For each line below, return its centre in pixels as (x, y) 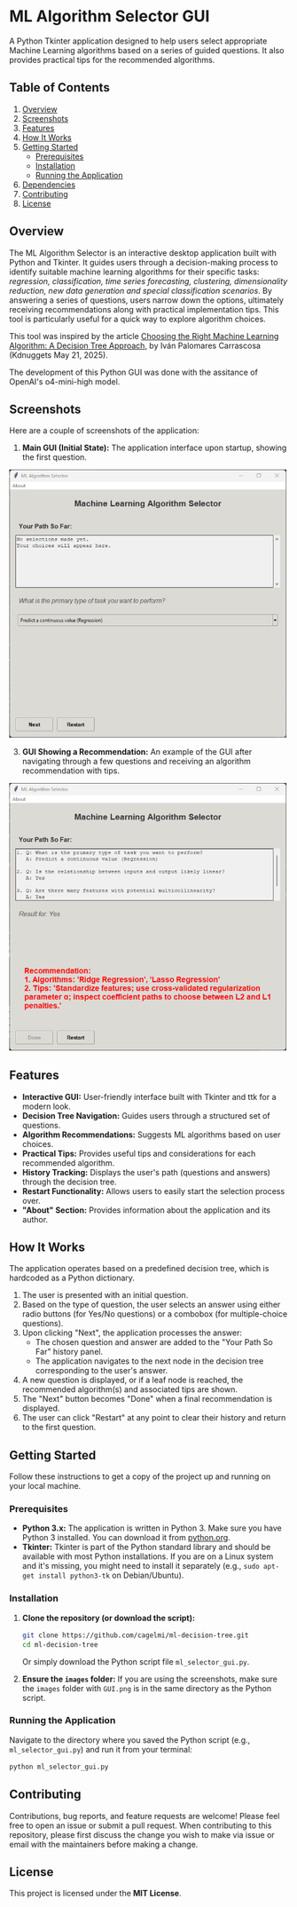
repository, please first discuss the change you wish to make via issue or (142, 1834)
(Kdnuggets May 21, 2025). (59, 355)
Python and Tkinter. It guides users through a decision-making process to (144, 262)
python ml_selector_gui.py (59, 1767)
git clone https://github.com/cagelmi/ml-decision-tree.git (135, 1635)
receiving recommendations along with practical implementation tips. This (144, 309)
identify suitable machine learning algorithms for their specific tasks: (134, 272)
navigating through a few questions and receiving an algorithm (136, 761)
